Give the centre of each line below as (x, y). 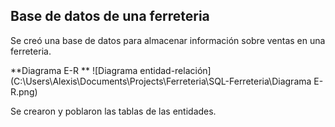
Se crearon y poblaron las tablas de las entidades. (113, 111)
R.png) (24, 91)
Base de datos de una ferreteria (110, 16)
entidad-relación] (175, 70)
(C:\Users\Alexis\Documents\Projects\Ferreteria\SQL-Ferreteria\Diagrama (161, 81)
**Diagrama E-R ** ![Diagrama (74, 70)
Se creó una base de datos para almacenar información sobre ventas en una (168, 40)
